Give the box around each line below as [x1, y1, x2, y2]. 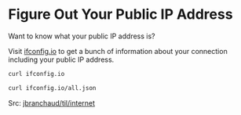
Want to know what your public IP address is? [8, 31, 155, 41]
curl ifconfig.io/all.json [8, 84, 97, 92]
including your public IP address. [8, 55, 115, 64]
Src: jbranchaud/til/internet [8, 98, 96, 107]
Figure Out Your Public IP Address [8, 5, 233, 23]
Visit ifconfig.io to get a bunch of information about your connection [8, 46, 228, 56]
